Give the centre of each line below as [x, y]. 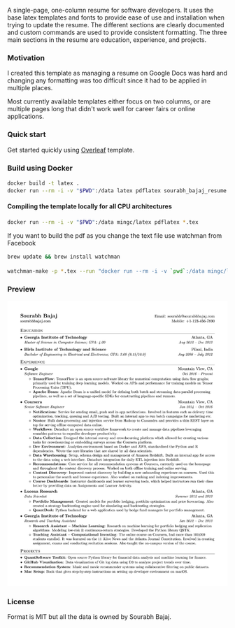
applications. [26, 116]
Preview [21, 290]
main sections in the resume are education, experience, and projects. [107, 40]
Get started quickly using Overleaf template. [71, 150]
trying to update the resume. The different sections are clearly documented [116, 25]
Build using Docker [40, 168]
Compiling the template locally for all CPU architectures [90, 206]
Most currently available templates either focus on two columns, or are [109, 101]
